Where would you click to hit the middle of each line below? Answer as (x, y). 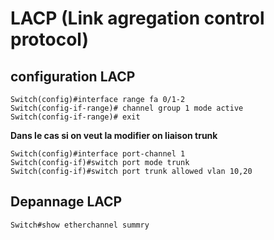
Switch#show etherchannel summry (80, 225)
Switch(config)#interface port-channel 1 (98, 154)
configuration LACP (73, 76)
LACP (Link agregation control (137, 18)
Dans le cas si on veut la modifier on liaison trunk (114, 135)
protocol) (49, 39)
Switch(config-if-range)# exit (75, 117)
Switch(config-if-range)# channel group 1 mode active (127, 108)
